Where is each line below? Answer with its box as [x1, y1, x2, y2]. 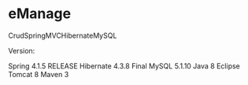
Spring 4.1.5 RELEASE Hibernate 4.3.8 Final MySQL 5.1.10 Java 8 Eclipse [8, 61, 240, 71]
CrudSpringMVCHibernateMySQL [8, 31, 117, 40]
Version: [8, 46, 35, 55]
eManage [8, 5, 72, 23]
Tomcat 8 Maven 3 [8, 69, 69, 79]
